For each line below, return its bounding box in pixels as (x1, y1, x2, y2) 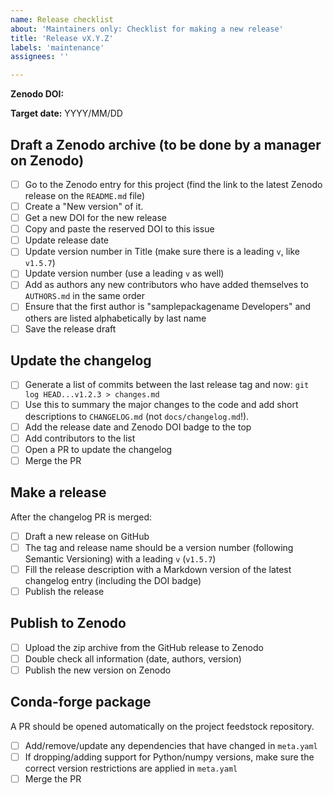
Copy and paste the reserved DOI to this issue (24, 223, 215, 235)
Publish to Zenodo (10, 615, 127, 632)
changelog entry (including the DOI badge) (24, 574, 202, 586)
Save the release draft (24, 322, 117, 335)
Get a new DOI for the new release (24, 212, 167, 224)
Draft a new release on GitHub (24, 530, 150, 542)
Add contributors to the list (24, 432, 136, 444)
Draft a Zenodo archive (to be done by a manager (10, 136, 322, 153)
